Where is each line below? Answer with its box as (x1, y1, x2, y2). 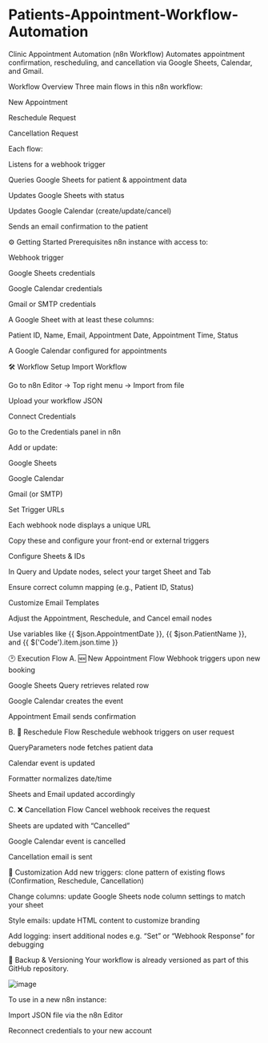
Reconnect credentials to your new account (8, 1025, 152, 1035)
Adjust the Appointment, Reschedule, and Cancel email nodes (8, 613, 212, 623)
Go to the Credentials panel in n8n (8, 426, 122, 436)
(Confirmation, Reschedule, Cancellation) (8, 875, 144, 885)
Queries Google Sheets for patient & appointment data (8, 175, 187, 184)
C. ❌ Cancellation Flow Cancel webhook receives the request (8, 804, 210, 815)
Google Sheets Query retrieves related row (8, 680, 150, 690)
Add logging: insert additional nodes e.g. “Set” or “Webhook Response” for (8, 931, 255, 940)
